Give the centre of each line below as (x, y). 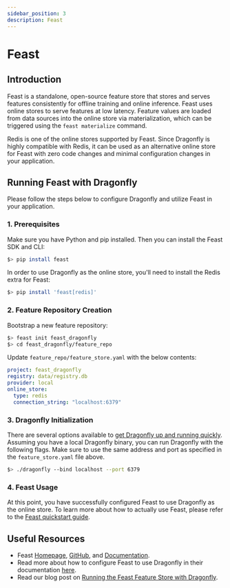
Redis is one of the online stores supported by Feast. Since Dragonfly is (108, 139)
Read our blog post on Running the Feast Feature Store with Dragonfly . (117, 577)
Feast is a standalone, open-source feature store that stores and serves (109, 96)
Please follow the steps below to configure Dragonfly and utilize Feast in (109, 199)
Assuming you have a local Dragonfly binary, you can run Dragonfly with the (115, 442)
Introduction (34, 80)
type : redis (31, 395)
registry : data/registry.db (48, 377)
